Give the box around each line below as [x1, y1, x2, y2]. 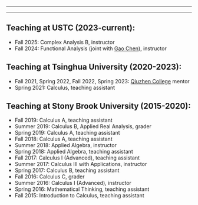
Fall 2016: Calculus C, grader [14, 173, 85, 180]
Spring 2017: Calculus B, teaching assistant [14, 167, 120, 174]
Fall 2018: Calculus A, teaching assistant [14, 135, 113, 142]
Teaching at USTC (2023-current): [6, 23, 136, 33]
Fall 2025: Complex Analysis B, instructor [14, 38, 115, 45]
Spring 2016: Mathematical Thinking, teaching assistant [14, 186, 150, 193]
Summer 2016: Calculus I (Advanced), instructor [14, 180, 131, 187]
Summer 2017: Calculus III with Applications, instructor [14, 161, 147, 168]
